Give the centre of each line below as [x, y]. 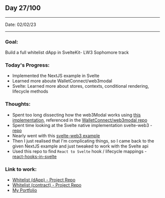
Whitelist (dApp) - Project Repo [44, 180]
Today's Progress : [27, 65]
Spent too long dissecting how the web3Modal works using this [76, 115]
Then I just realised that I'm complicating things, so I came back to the [83, 141]
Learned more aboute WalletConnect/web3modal [62, 81]
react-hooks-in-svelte [34, 156]
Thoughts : [18, 104]
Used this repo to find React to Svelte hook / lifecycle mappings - [79, 151]
